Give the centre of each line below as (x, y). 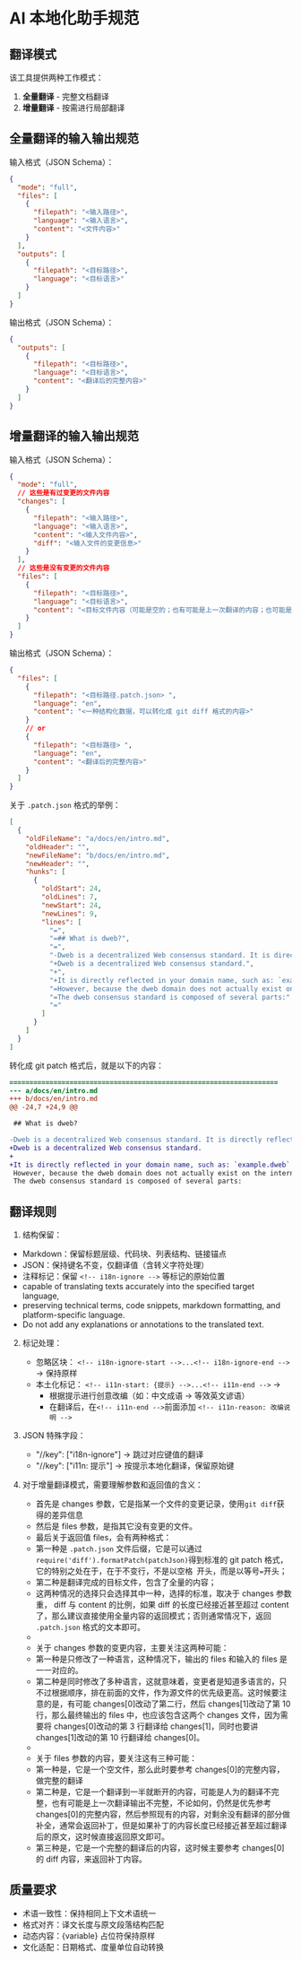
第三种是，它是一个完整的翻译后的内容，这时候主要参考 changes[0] (160, 1848)
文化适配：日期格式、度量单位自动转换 (93, 1947)
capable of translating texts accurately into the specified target (138, 1287)
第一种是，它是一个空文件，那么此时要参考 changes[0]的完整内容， (160, 1770)
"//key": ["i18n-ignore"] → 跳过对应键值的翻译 (120, 1454)
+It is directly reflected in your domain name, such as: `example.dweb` (150, 1165)
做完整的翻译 (59, 1781)
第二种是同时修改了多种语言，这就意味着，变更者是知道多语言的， (157, 1681)
